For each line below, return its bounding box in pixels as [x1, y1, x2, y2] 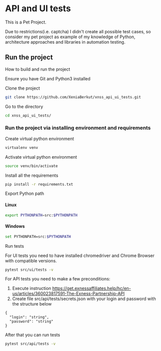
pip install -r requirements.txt [5, 182, 73, 187]
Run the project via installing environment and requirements [5, 124, 151, 131]
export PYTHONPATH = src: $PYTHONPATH [5, 212, 78, 218]
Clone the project [5, 85, 40, 91]
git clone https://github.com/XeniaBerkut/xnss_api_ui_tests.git [5, 94, 141, 99]
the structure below [12, 301, 52, 307]
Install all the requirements [5, 172, 59, 178]
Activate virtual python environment [5, 154, 77, 160]
